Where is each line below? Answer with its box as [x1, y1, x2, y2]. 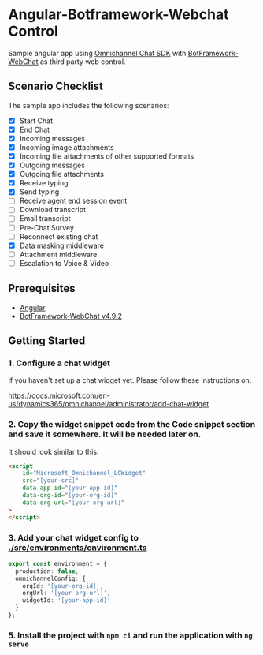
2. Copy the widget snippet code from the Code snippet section [8, 419, 256, 430]
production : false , [15, 567, 80, 575]
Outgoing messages [19, 160, 85, 170]
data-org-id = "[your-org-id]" [22, 492, 118, 500]
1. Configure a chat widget [8, 357, 110, 369]
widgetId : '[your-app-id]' [22, 597, 111, 604]
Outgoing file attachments [19, 170, 105, 179]
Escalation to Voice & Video [19, 258, 109, 268]
